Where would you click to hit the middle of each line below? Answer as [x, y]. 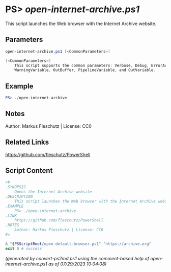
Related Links [27, 142]
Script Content [29, 171]
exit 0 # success [24, 248]
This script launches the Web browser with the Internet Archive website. [81, 24]
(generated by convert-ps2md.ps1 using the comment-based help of [77, 258]
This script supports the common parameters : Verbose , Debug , [82, 65]
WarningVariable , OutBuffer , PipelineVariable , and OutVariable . [85, 70]
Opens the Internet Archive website [53, 192]
